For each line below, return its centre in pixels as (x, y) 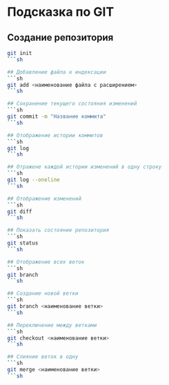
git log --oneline (33, 180)
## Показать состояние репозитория (58, 230)
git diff (20, 211)
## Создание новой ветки (43, 293)
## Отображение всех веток (46, 262)
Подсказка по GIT (61, 12)
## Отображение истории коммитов (55, 135)
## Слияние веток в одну (43, 357)
